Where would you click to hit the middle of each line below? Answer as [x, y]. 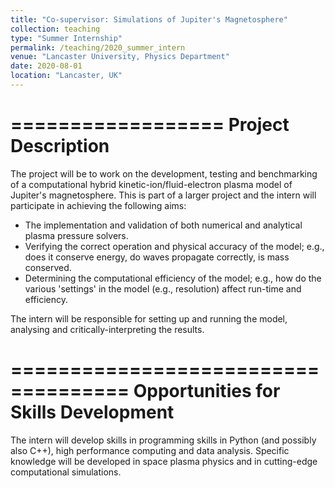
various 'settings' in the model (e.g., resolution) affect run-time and [163, 288]
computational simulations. [66, 472]
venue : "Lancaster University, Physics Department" [120, 57]
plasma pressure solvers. [76, 235]
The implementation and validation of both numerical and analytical [163, 225]
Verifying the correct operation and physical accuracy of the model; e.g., [174, 246]
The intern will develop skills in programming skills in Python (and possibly [163, 440]
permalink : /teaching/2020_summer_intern [98, 47]
